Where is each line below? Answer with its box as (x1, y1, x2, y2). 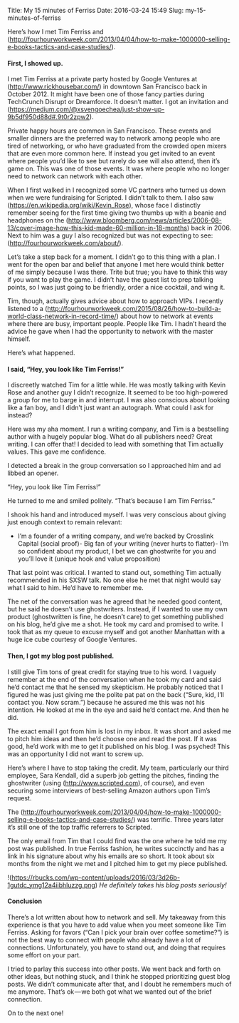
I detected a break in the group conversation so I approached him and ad (7, 462, 221, 470)
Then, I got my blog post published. (7, 652, 115, 660)
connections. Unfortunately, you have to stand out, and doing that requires (7, 943, 226, 952)
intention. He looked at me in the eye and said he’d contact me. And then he (7, 706, 230, 714)
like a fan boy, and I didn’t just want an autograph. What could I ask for (7, 403, 214, 412)
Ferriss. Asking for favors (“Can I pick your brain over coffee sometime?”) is (7, 927, 229, 937)
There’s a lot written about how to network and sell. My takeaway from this (7, 912, 226, 921)
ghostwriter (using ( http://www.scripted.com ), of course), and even (7, 778, 205, 787)
